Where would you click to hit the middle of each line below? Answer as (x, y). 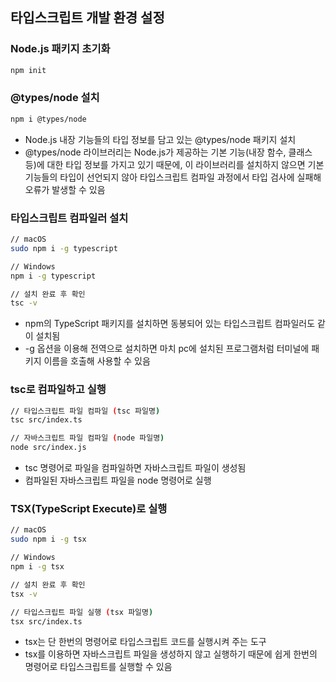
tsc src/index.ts (46, 420)
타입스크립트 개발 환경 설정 (87, 18)
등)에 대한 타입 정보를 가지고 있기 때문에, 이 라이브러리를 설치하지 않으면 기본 (174, 164)
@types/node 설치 (55, 98)
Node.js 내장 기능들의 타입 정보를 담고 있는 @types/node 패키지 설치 (160, 139)
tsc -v (24, 303)
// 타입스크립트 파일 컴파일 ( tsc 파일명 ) (85, 411)
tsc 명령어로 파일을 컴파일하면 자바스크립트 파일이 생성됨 (135, 468)
